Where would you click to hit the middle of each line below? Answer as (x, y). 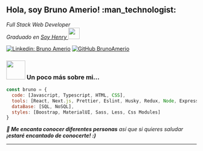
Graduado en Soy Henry (37, 37)
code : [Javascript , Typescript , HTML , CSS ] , (69, 95)
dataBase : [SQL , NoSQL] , (43, 106)
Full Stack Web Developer (38, 24)
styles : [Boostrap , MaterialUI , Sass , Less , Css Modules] (86, 112)
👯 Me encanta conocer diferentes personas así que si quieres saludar (95, 129)
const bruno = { (27, 90)
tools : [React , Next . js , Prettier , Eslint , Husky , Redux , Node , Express (105, 101)
